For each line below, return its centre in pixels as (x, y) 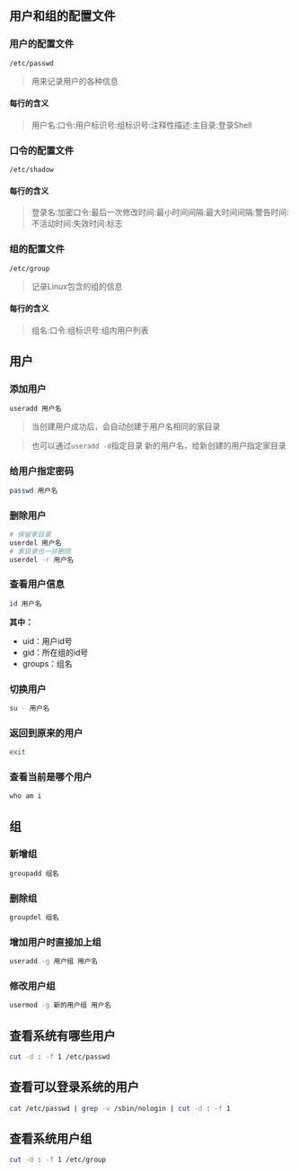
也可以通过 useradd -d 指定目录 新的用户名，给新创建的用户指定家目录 (159, 446)
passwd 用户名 (34, 490)
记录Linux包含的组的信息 (77, 286)
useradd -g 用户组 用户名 (54, 962)
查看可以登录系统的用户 (74, 1087)
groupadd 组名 (35, 873)
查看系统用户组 (51, 1138)
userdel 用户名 (35, 542)
